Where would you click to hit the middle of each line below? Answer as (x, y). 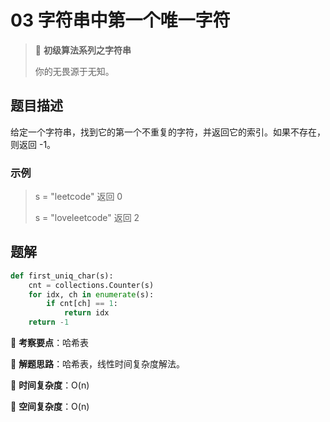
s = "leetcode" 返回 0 (78, 197)
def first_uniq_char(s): (62, 276)
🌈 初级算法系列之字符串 (83, 50)
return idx (86, 313)
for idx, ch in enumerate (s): (91, 294)
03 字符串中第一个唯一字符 (120, 20)
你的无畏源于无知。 (74, 71)
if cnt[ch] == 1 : (82, 304)
